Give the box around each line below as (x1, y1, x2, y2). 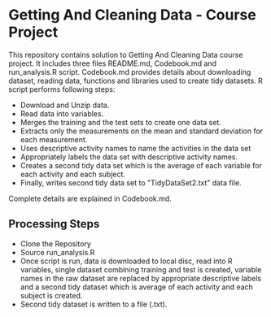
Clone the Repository (20, 238, 92, 249)
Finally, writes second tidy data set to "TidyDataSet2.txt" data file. (20, 177, 242, 188)
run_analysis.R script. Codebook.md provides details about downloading (8, 67, 251, 76)
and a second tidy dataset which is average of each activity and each (20, 282, 254, 292)
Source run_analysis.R (20, 247, 95, 257)
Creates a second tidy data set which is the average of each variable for (20, 160, 262, 170)
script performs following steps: (8, 84, 116, 94)
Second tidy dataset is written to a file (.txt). (20, 299, 168, 309)
